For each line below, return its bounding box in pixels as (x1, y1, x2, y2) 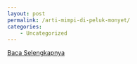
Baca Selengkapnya (7, 49, 65, 57)
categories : (7, 23, 42, 30)
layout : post (7, 10, 46, 17)
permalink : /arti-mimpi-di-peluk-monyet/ (7, 17, 131, 24)
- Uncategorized (20, 29, 68, 37)
